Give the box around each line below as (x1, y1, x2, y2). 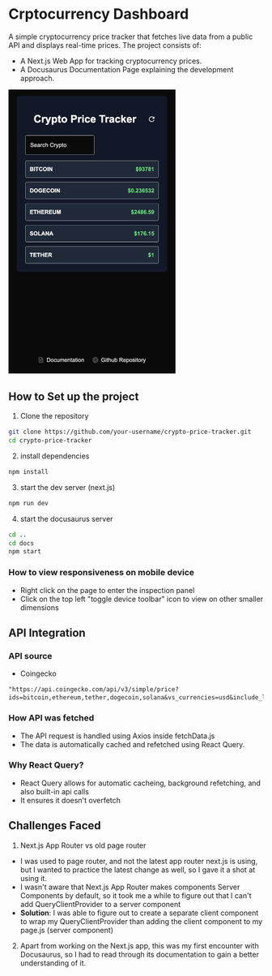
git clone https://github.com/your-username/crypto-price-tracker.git (8, 428, 252, 436)
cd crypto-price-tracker (8, 436, 92, 445)
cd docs (8, 539, 35, 548)
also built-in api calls (19, 786, 89, 796)
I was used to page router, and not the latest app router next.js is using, (19, 856, 258, 866)
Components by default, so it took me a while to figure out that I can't (19, 890, 252, 901)
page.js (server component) (19, 925, 113, 935)
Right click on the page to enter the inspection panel (19, 585, 195, 595)
